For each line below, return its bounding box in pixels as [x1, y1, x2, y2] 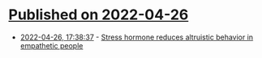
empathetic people [19, 40, 84, 50]
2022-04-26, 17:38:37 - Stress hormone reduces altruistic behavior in [19, 32, 254, 42]
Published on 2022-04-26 [8, 6, 189, 24]
